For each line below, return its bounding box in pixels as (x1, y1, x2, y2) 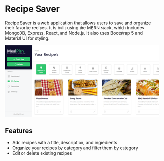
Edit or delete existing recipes (12, 150, 72, 156)
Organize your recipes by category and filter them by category (12, 145, 138, 151)
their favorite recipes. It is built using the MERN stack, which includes (5, 25, 144, 30)
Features (5, 127, 33, 135)
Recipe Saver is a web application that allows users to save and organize (5, 20, 151, 26)
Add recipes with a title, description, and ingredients (12, 139, 118, 145)
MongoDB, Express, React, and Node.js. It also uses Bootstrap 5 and (5, 30, 143, 36)
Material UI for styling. (5, 35, 50, 41)
